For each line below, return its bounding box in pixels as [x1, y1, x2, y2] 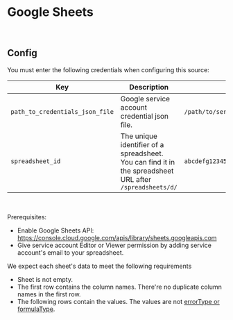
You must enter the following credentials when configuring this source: [7, 65, 209, 74]
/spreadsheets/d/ [120, 183, 178, 191]
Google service [120, 94, 171, 103]
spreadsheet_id [10, 157, 61, 165]
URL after [120, 174, 151, 184]
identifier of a [120, 140, 164, 149]
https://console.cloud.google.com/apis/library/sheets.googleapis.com [17, 233, 217, 242]
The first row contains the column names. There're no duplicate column [17, 283, 222, 291]
